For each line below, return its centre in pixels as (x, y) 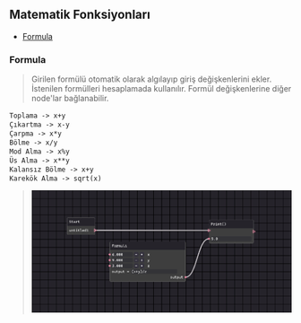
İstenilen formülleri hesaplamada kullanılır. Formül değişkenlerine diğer (161, 89)
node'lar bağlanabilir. (70, 99)
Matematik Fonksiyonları (80, 15)
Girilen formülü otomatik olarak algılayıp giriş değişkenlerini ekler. (151, 79)
